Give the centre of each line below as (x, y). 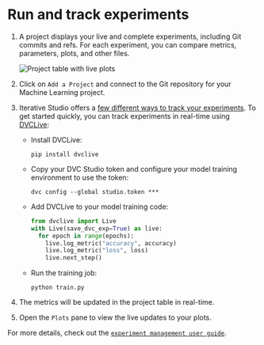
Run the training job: (63, 273)
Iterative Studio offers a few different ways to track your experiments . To (138, 108)
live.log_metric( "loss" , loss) (97, 251)
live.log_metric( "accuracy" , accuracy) (111, 243)
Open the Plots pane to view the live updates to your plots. (115, 317)
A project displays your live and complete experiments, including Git (130, 36)
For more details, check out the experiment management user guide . (117, 333)
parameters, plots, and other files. (74, 53)
